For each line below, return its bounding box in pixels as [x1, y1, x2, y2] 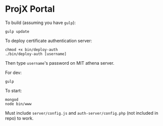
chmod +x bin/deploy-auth [5, 47, 58, 52]
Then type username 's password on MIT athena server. [5, 60, 115, 66]
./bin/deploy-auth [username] [5, 51, 67, 56]
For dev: [5, 70, 22, 76]
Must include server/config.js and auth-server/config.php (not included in [5, 110, 158, 116]
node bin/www [5, 101, 32, 106]
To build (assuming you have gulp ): [5, 20, 76, 25]
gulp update [5, 29, 29, 34]
